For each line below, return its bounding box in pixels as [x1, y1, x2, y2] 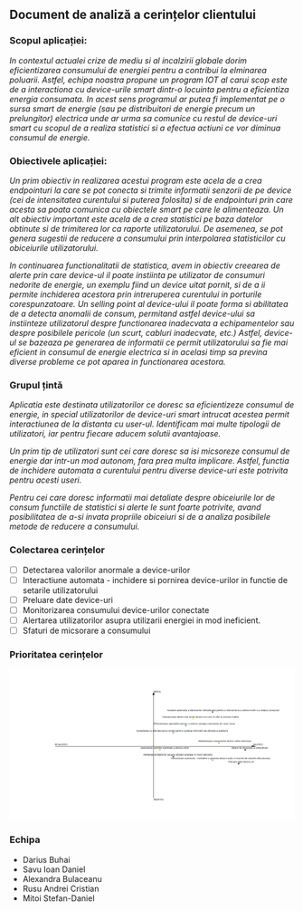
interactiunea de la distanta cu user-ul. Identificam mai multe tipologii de [9, 418, 281, 429]
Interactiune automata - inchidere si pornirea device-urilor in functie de [22, 574, 288, 585]
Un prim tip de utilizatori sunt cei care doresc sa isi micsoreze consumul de [9, 446, 290, 456]
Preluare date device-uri [22, 594, 113, 605]
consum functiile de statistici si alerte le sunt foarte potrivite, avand [9, 502, 261, 513]
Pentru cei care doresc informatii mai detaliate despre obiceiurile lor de [9, 493, 276, 503]
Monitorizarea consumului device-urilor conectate [22, 604, 210, 615]
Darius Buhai [22, 854, 71, 865]
